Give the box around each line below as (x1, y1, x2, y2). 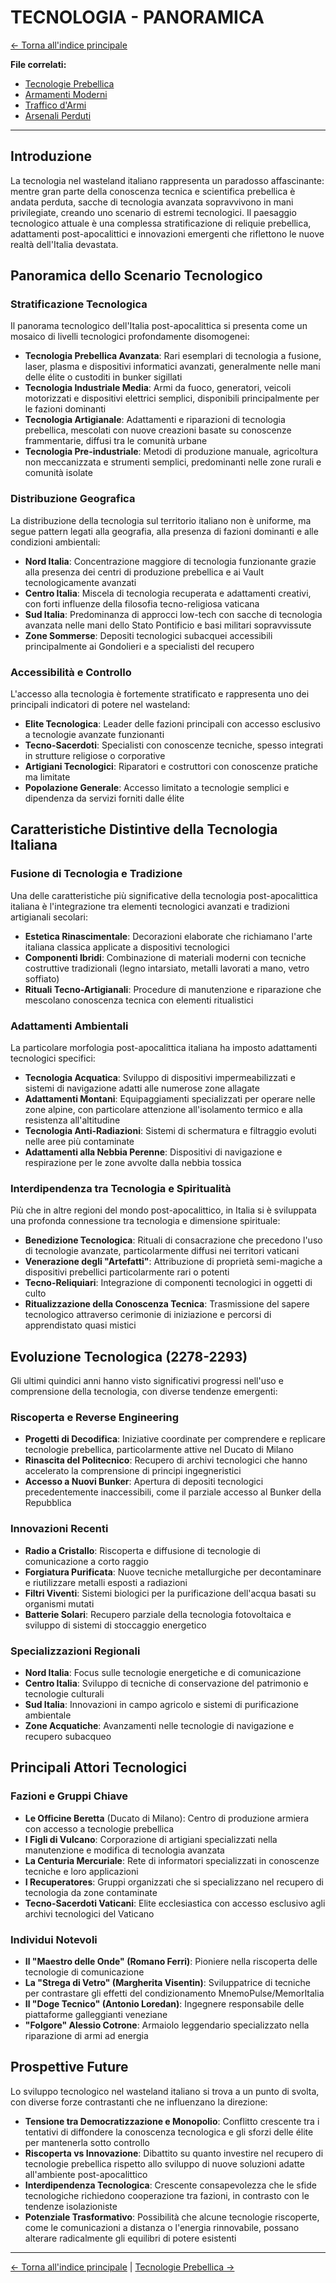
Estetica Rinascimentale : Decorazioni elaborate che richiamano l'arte (24, 930, 313, 942)
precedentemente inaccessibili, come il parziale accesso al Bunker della (24, 1486, 322, 1498)
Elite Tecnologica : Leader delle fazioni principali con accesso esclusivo (24, 718, 321, 730)
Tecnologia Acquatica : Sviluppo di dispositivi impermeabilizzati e (24, 1072, 296, 1084)
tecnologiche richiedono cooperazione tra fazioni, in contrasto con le (24, 2189, 310, 2201)
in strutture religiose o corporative (24, 750, 166, 762)
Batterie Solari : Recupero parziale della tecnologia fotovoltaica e (24, 1608, 292, 1620)
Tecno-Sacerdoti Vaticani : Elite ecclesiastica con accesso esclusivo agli (24, 1897, 326, 1909)
